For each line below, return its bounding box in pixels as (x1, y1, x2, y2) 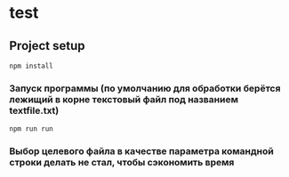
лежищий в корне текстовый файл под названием (9, 93, 238, 105)
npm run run (9, 125, 53, 133)
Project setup (9, 38, 86, 53)
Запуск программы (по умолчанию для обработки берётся (9, 82, 281, 94)
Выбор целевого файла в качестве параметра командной (9, 145, 274, 157)
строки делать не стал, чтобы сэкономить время (9, 157, 235, 169)
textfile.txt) (9, 104, 60, 117)
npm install (9, 61, 53, 70)
